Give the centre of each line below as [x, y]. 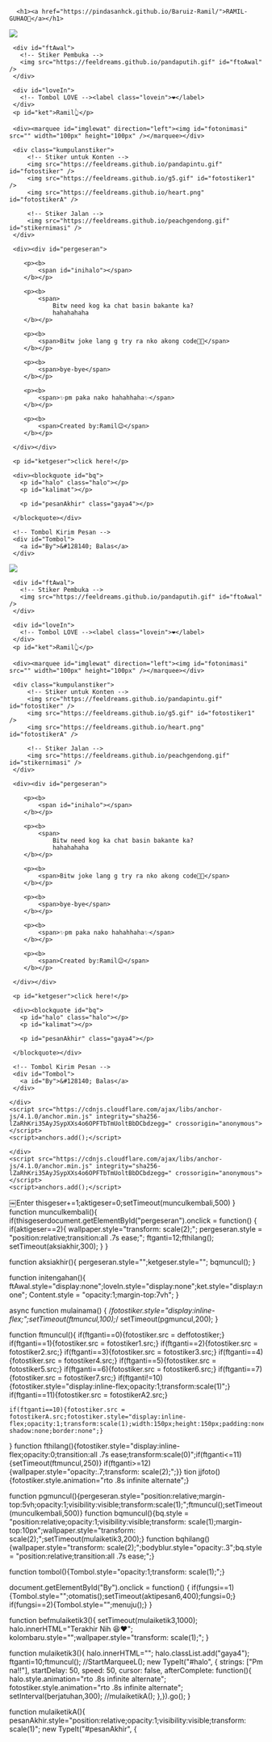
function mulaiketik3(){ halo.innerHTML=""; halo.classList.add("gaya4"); [129, 1653]
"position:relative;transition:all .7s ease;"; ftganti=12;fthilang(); [112, 1238]
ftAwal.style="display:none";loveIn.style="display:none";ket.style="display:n [136, 1286]
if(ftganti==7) [241, 1369]
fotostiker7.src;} [90, 1378]
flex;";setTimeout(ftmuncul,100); [63, 1319]
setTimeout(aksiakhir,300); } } [59, 1246]
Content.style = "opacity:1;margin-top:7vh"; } [104, 1295]
